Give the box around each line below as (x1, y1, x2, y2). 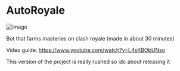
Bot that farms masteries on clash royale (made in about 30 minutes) (6, 35, 175, 42)
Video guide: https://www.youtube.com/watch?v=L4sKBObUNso (6, 46, 166, 54)
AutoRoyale (6, 4, 66, 17)
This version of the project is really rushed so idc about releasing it (6, 58, 170, 65)
